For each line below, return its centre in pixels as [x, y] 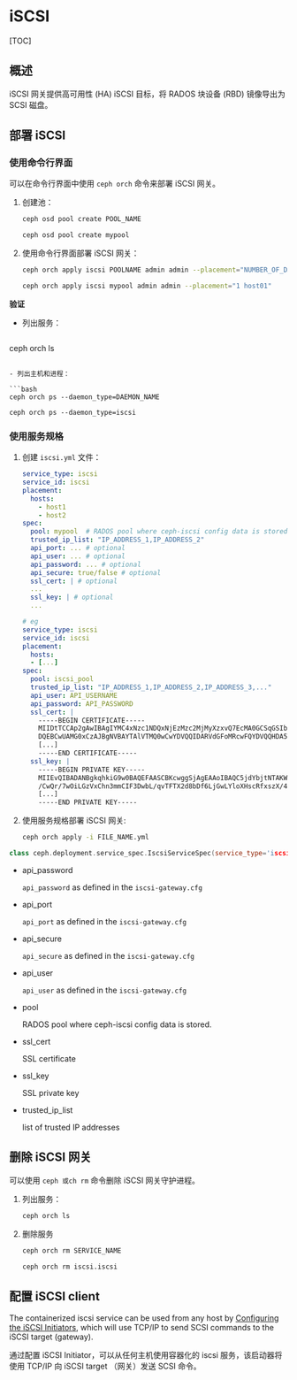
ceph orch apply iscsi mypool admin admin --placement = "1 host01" [147, 286]
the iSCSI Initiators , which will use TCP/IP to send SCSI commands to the [141, 1328]
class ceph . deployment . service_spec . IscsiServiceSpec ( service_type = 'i [142, 854]
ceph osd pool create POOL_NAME [81, 219]
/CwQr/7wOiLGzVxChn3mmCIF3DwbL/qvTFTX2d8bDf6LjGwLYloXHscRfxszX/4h [165, 786]
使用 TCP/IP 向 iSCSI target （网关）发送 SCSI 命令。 [105, 1366]
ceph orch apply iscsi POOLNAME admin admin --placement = [131, 270]
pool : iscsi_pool [62, 679]
